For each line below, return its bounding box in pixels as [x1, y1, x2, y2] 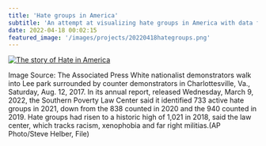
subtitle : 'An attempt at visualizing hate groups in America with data [8, 19, 253, 27]
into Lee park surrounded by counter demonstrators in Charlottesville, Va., [8, 79, 251, 88]
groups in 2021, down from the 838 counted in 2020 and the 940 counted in [8, 104, 257, 114]
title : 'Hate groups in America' [8, 11, 119, 20]
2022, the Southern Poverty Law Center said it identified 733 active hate [8, 95, 245, 105]
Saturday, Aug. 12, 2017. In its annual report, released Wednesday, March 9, [8, 88, 254, 97]
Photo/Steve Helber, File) [8, 129, 89, 139]
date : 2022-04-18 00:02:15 [8, 26, 97, 34]
